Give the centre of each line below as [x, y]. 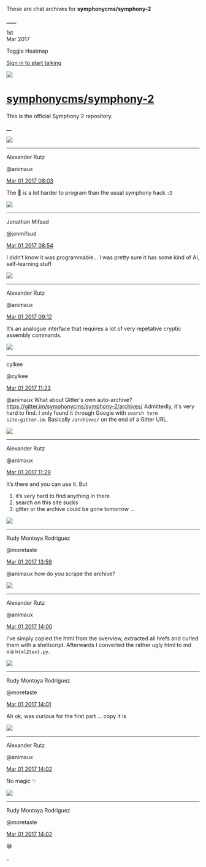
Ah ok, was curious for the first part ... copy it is [67, 716]
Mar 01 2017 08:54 [30, 245]
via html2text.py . [28, 651]
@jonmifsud [21, 233]
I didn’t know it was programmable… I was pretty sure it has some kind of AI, [103, 257]
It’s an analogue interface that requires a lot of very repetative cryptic [94, 328]
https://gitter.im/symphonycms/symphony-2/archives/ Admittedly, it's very [101, 406]
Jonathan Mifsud [28, 221]
